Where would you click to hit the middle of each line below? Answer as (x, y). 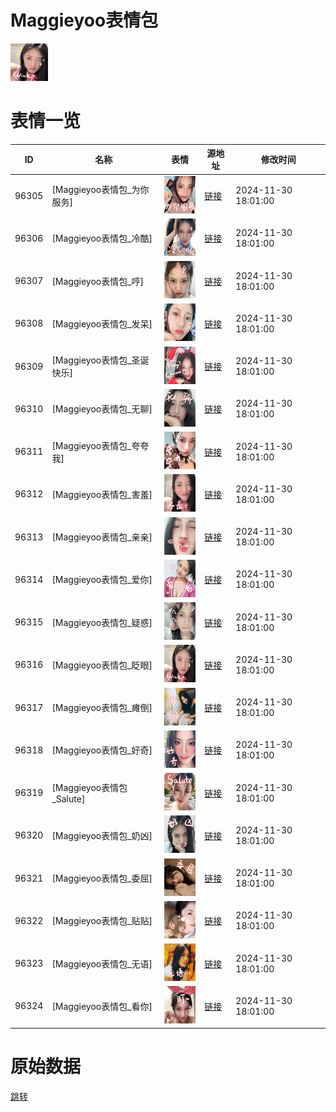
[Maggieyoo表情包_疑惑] (102, 622)
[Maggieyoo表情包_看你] (102, 1006)
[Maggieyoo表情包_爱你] (102, 580)
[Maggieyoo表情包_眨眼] (102, 665)
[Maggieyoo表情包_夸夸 (100, 445)
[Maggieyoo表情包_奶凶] (102, 835)
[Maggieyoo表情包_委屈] (102, 878)
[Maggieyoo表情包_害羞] (102, 494)
